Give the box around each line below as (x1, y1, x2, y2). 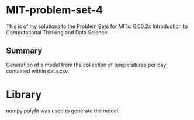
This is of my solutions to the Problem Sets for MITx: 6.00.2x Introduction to (6, 23, 188, 30)
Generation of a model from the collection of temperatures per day (6, 61, 167, 68)
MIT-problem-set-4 (6, 3, 103, 17)
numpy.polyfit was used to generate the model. (6, 107, 120, 114)
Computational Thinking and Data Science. (6, 29, 109, 36)
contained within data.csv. (6, 68, 70, 75)
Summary (6, 46, 43, 56)
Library (6, 88, 42, 101)
